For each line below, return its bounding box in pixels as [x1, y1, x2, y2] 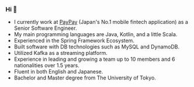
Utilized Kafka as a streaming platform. [13, 50, 108, 57]
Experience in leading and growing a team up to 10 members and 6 [13, 55, 175, 63]
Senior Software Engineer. [13, 25, 77, 32]
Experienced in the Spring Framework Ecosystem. [13, 37, 135, 44]
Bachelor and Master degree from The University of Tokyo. [13, 74, 156, 81]
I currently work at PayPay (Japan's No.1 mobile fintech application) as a [13, 19, 188, 26]
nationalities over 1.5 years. [13, 62, 79, 69]
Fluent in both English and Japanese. [13, 68, 103, 75]
